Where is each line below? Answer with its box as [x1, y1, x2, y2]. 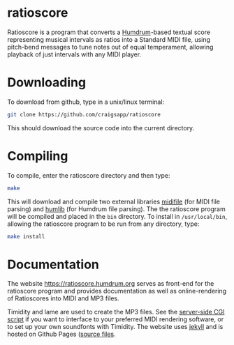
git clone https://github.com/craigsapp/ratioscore [7, 111, 161, 118]
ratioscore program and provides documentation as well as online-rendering [7, 287, 227, 296]
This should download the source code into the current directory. [7, 123, 195, 132]
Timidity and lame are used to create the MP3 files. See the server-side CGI [7, 308, 225, 316]
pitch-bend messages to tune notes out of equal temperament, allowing [7, 43, 214, 51]
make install [7, 233, 45, 240]
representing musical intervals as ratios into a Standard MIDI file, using [7, 35, 211, 43]
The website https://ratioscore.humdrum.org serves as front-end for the [7, 279, 214, 288]
